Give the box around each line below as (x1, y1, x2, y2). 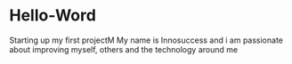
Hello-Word (9, 5, 96, 26)
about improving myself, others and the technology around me (9, 44, 239, 54)
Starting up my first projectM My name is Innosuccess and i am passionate (9, 35, 283, 45)
